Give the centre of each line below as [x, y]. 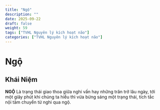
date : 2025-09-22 [23, 19]
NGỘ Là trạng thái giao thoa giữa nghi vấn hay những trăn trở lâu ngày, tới [80, 91]
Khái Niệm [21, 80]
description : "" [22, 14]
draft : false [19, 23]
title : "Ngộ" [19, 10]
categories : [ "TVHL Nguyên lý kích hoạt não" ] [54, 37]
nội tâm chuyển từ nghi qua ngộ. [38, 102]
